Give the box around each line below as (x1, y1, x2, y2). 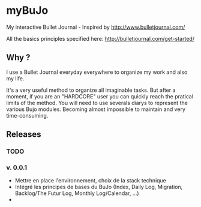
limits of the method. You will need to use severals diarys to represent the (6, 99, 188, 106)
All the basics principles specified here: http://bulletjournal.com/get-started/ (6, 35, 195, 42)
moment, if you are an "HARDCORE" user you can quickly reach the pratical (6, 92, 194, 100)
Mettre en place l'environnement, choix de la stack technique (14, 177, 167, 184)
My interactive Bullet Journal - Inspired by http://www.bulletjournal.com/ (6, 23, 185, 31)
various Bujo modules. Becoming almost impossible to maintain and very (6, 106, 186, 113)
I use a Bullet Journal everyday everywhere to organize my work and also (6, 68, 188, 76)
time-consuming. (6, 112, 49, 119)
